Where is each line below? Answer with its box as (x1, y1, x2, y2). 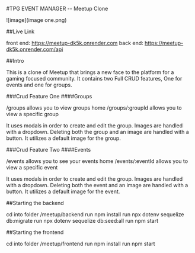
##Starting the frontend (6, 229, 64, 236)
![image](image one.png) (6, 17, 67, 23)
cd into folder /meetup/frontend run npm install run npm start (6, 240, 155, 247)
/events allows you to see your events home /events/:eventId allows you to (6, 158, 188, 165)
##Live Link (6, 28, 34, 35)
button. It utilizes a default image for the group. (6, 134, 122, 142)
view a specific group (6, 111, 59, 117)
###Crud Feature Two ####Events (6, 146, 91, 153)
